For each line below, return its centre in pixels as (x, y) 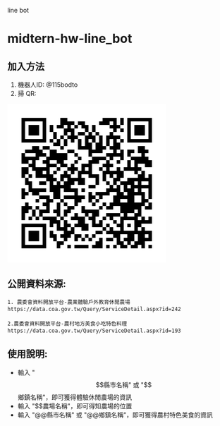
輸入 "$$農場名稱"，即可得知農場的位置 (75, 406)
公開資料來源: (37, 284)
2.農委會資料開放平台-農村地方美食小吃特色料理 (67, 324)
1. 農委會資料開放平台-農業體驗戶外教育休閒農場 (69, 302)
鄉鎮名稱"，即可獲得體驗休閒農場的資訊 (75, 397)
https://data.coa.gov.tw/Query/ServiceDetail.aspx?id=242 (94, 309)
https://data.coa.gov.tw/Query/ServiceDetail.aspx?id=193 (94, 331)
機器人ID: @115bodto (48, 85)
